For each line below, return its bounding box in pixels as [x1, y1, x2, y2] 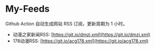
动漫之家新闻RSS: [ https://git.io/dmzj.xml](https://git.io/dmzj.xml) [12, 31, 150, 37]
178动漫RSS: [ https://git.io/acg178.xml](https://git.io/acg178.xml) [12, 38, 149, 44]
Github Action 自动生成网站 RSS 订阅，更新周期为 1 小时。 [5, 20, 128, 27]
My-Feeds [5, 3, 50, 15]
